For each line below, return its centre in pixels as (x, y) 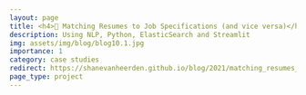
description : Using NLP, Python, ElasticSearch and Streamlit (130, 34)
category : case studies (55, 60)
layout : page (34, 18)
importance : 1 (36, 52)
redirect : (28, 69)
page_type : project (46, 77)
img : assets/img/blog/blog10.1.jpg (77, 43)
